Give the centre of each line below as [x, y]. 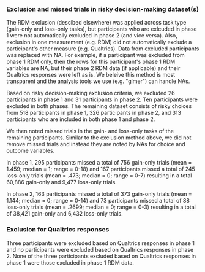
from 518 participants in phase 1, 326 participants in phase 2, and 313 [94, 113]
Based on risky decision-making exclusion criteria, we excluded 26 [91, 93]
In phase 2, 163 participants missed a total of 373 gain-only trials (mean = [99, 194]
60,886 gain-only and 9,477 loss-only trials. [62, 182]
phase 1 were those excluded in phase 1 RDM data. [70, 262]
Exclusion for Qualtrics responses [58, 230]
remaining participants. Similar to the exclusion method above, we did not [99, 138]
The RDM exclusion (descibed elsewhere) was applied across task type [96, 23]
